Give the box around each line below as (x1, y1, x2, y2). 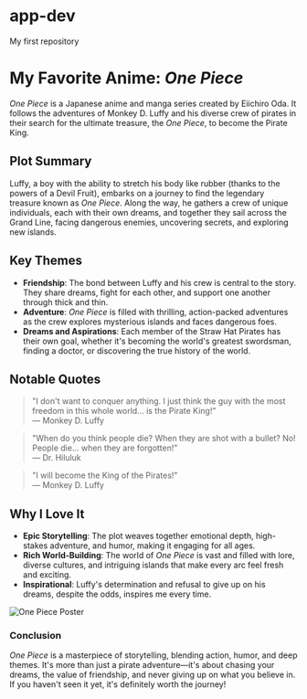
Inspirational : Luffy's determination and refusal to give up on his (22, 579, 267, 590)
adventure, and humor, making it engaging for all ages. (49, 540, 256, 551)
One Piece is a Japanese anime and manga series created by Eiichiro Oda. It (9, 98, 297, 109)
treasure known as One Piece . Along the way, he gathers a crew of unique (9, 197, 289, 208)
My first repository (9, 36, 79, 47)
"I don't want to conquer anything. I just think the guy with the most (31, 396, 286, 407)
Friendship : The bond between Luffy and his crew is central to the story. (22, 277, 297, 288)
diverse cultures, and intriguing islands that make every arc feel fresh (22, 559, 284, 571)
